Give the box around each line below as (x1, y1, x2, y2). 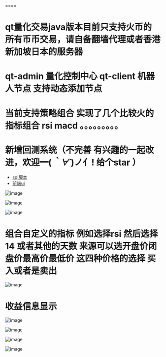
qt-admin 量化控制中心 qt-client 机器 (5, 71, 155, 82)
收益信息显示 (5, 301, 58, 312)
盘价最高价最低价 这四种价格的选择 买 (5, 253, 156, 264)
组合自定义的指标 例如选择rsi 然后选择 (5, 228, 158, 239)
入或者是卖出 (5, 265, 58, 276)
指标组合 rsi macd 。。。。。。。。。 (5, 120, 123, 131)
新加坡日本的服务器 (5, 46, 83, 57)
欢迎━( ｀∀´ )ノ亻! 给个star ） (22, 157, 141, 168)
